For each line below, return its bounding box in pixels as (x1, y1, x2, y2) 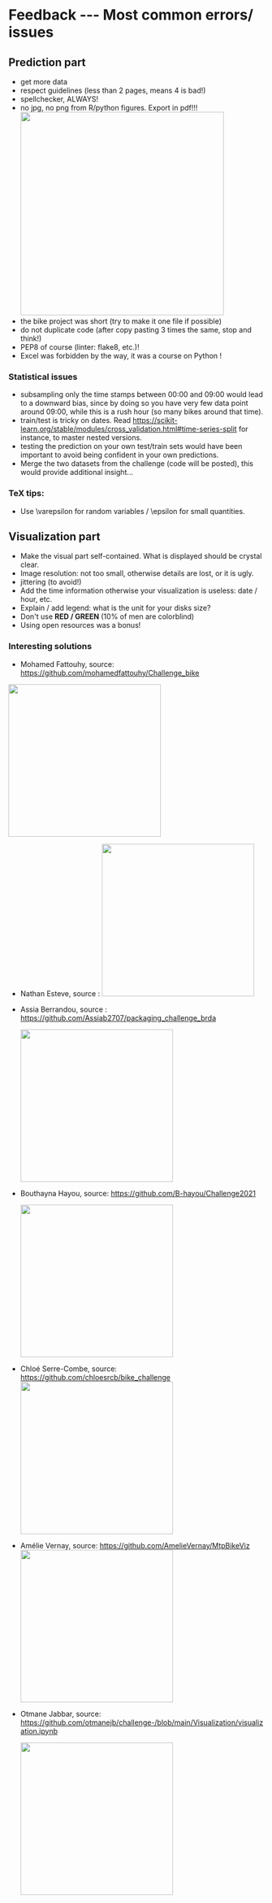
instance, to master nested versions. (19, 433, 142, 442)
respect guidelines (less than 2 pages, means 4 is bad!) (19, 85, 206, 95)
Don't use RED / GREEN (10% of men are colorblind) (19, 612, 195, 621)
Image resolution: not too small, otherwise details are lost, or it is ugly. (19, 568, 254, 578)
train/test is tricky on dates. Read (19, 416, 132, 425)
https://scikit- (132, 416, 178, 425)
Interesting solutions (8, 641, 92, 652)
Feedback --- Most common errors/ (8, 6, 254, 24)
